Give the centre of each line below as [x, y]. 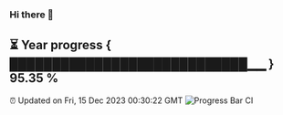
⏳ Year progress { [61, 45]
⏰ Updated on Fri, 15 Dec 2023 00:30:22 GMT [96, 100]
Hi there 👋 [32, 15]
